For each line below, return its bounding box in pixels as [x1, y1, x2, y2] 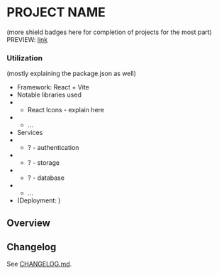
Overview [6, 217, 51, 229]
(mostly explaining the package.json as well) [6, 69, 136, 78]
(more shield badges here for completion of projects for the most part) [6, 28, 213, 36]
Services [16, 129, 43, 137]
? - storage [27, 158, 60, 167]
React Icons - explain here [27, 106, 104, 114]
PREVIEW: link [6, 35, 48, 43]
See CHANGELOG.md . [6, 260, 72, 269]
